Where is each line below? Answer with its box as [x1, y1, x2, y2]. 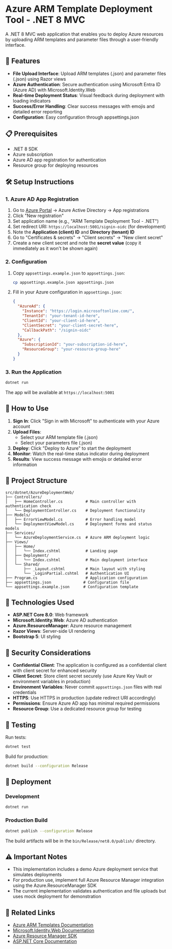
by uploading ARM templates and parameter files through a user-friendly [5, 36, 159, 43]
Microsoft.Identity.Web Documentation [12, 927, 95, 934]
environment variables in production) [12, 679, 91, 685]
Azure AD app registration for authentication [12, 157, 106, 163]
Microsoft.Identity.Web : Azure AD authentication [12, 617, 118, 624]
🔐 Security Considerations [5, 648, 91, 657]
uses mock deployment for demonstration [12, 894, 101, 900]
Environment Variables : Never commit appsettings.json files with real [12, 684, 162, 690]
